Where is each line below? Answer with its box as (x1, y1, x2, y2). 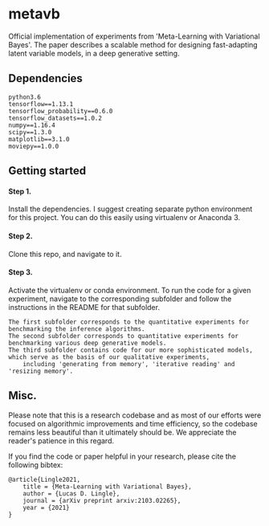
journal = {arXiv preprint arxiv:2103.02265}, (22, 496, 181, 504)
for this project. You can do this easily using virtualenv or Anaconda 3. (8, 213, 241, 222)
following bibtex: (8, 459, 63, 470)
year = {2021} (22, 504, 70, 512)
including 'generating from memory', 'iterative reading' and (22, 360, 235, 368)
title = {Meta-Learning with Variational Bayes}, (22, 483, 193, 491)
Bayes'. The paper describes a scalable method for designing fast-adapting (8, 39, 259, 49)
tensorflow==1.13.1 (8, 100, 74, 108)
